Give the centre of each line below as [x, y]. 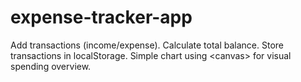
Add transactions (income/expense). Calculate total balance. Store [147, 45]
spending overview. [51, 66]
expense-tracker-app [101, 17]
